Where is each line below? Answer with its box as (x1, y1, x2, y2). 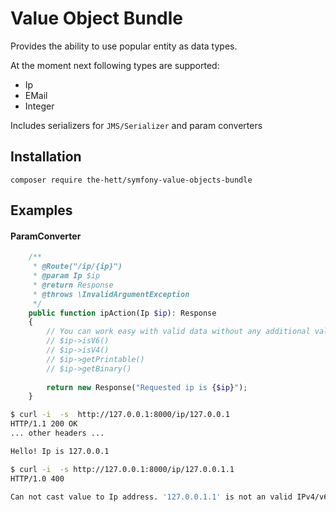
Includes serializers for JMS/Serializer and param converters (10, 119, 263, 131)
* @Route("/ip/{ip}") (32, 262, 123, 272)
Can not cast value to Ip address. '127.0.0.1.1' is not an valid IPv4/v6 (10, 492, 329, 502)
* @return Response (32, 280, 114, 290)
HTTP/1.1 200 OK (10, 419, 78, 429)
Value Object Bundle (10, 7, 183, 30)
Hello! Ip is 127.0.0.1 (10, 446, 110, 456)
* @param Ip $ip (32, 271, 101, 281)
